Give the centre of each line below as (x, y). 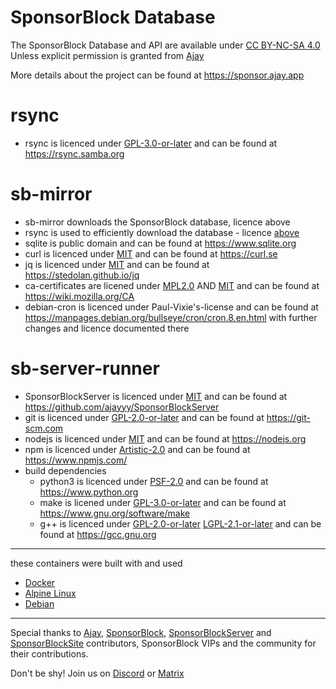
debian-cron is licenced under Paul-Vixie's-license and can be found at (171, 307)
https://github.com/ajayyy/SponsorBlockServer (122, 407)
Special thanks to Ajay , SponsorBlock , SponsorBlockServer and (141, 632)
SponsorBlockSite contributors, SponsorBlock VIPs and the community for (163, 643)
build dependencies (65, 470)
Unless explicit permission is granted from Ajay (107, 55)
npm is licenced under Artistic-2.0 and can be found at (137, 449)
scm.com (44, 428)
